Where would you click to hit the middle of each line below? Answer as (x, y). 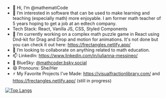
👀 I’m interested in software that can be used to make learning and (81, 13)
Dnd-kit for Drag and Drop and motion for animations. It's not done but (85, 39)
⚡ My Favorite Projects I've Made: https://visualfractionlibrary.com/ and (86, 74)
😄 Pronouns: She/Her (35, 68)
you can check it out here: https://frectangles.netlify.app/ (71, 45)
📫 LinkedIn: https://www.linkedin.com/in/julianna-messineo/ (75, 55)
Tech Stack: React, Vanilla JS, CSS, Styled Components (70, 29)
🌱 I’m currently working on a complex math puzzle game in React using (86, 34)
